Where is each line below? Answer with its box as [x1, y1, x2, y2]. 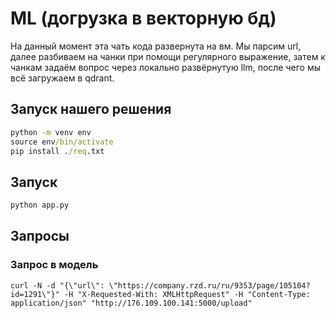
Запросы [10, 228, 70, 245]
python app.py [10, 200, 70, 211]
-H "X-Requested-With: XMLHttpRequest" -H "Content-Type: [63, 289, 311, 299]
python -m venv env [10, 127, 92, 137]
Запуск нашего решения [10, 101, 172, 118]
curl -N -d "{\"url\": [10, 280, 105, 291]
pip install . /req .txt [10, 146, 105, 156]
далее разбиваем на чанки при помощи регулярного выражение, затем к [10, 50, 326, 62]
